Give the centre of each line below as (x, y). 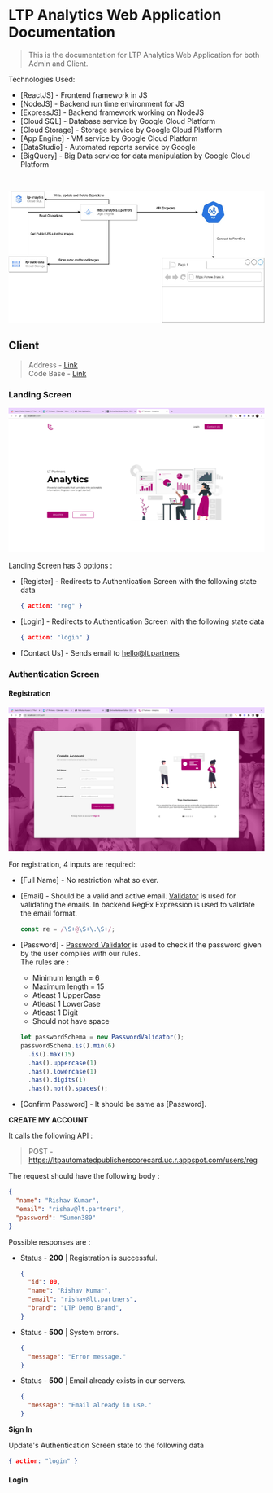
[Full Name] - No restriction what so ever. (89, 880)
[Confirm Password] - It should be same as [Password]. (113, 1104)
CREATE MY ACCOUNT (48, 1120)
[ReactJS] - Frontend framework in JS (84, 94)
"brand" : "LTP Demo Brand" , (76, 1308)
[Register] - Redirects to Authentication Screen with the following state (139, 581)
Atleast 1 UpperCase (67, 995)
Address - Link (53, 365)
